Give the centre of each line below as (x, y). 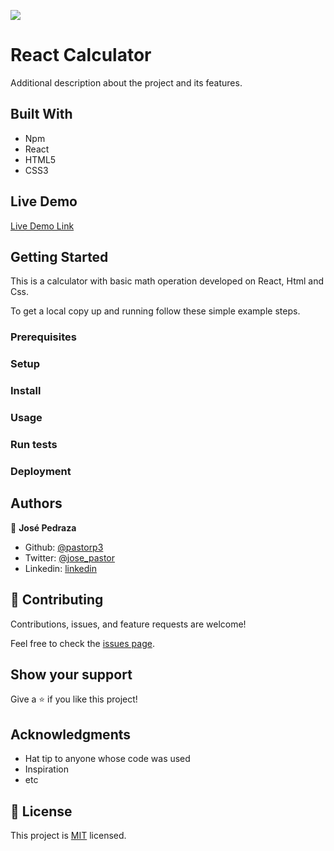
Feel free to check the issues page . (82, 643)
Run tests (34, 444)
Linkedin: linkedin (60, 568)
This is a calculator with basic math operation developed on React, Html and (167, 281)
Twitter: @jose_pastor (70, 557)
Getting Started (59, 256)
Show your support (71, 674)
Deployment (41, 471)
